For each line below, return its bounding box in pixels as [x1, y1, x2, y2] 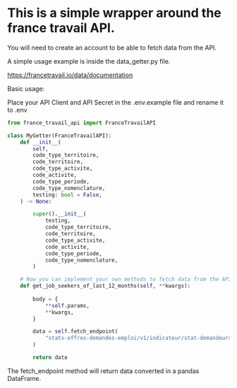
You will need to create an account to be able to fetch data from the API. [7, 43, 217, 52]
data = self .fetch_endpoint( [32, 328, 119, 335]
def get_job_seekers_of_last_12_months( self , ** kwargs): [20, 283, 191, 290]
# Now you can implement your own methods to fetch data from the [20, 276, 219, 283]
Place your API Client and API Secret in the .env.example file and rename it [7, 98, 224, 107]
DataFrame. [7, 374, 41, 382]
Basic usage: [7, 84, 45, 93]
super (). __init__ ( [32, 211, 87, 218]
